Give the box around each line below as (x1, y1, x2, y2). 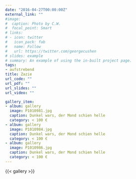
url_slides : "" (5, 85, 37, 91)
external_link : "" (5, 12, 43, 17)
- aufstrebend (5, 67, 35, 72)
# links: (5, 30, 23, 35)
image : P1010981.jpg (9, 109, 52, 114)
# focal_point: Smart (5, 26, 52, 31)
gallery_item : (5, 99, 35, 104)
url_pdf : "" (5, 81, 30, 86)
